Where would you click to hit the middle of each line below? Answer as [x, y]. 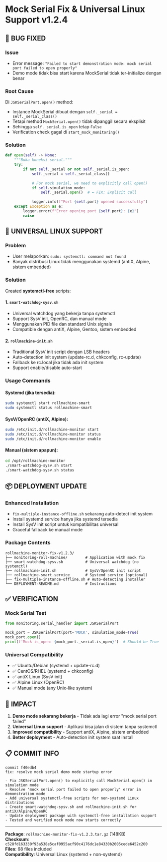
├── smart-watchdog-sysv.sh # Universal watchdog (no [72, 562]
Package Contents [28, 543]
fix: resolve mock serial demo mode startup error [59, 772]
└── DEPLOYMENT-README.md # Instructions [61, 584]
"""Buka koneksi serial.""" [43, 160]
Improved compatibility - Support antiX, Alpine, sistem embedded [81, 732]
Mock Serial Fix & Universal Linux [75, 9]
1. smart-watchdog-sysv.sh [32, 302]
